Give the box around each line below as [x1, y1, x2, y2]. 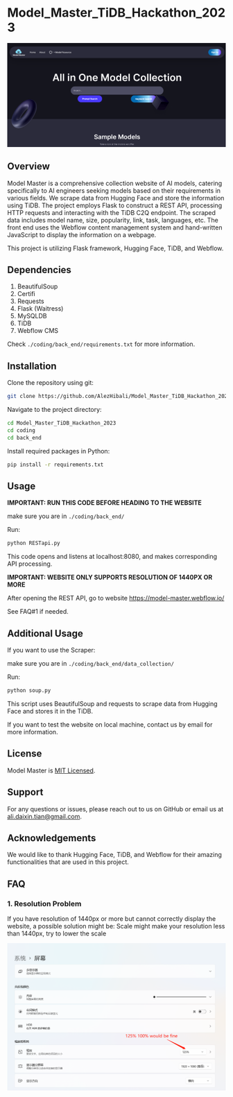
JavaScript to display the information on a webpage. [7, 230, 157, 239]
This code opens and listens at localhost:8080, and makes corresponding [7, 553, 217, 561]
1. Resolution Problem [7, 899, 82, 908]
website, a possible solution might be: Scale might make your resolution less [7, 922, 225, 931]
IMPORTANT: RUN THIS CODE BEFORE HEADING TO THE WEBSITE [7, 499, 202, 507]
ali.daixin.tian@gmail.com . [7, 812, 82, 820]
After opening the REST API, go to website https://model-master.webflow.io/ [7, 594, 225, 603]
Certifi [17, 290, 36, 298]
